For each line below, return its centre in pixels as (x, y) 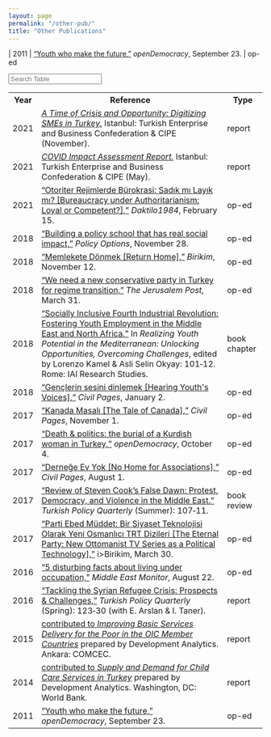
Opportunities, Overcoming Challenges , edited (129, 354)
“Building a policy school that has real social (125, 234)
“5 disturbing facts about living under (112, 567)
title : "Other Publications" (57, 31)
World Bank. (65, 698)
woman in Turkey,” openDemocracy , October (127, 444)
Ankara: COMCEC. (76, 654)
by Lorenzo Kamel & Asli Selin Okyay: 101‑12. (129, 364)
